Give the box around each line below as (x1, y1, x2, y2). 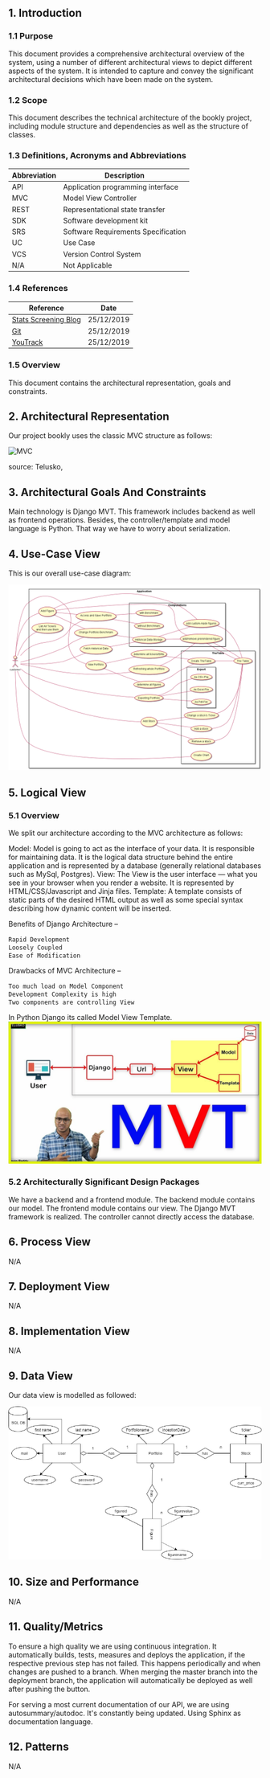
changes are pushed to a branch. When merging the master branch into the (8, 1667, 259, 1677)
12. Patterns (8, 1740, 70, 1754)
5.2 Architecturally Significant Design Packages (8, 1177, 200, 1188)
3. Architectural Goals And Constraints (8, 485, 207, 499)
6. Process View (8, 1235, 91, 1249)
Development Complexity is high (8, 990, 117, 998)
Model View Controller (63, 193, 137, 203)
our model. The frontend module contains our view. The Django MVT (8, 1203, 236, 1213)
